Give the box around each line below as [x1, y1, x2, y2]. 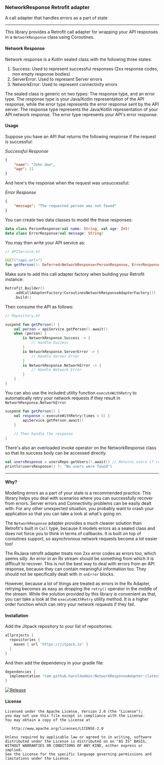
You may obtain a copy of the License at [5, 718, 91, 723]
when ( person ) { [14, 331, 47, 336]
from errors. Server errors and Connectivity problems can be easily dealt [5, 500, 152, 506]
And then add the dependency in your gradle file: [5, 660, 104, 665]
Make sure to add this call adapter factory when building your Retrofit [5, 271, 145, 277]
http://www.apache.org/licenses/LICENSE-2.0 [11, 726, 104, 731]
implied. [5, 747, 23, 753]
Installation [5, 612, 28, 619]
